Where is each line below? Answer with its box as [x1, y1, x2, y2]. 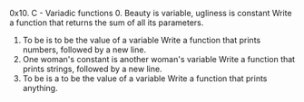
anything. [22, 83, 58, 93]
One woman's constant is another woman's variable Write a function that [22, 54, 296, 64]
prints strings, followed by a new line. [22, 63, 162, 74]
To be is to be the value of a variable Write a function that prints [22, 35, 261, 45]
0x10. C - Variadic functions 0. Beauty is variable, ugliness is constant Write [9, 8, 292, 18]
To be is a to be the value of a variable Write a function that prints [22, 73, 268, 84]
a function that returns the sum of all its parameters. [9, 17, 204, 28]
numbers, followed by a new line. [22, 44, 147, 55]
